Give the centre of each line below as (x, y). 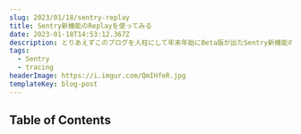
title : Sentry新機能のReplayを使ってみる (81, 26)
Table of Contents (60, 120)
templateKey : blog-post (54, 84)
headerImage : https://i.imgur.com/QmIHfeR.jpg (98, 76)
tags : (19, 51)
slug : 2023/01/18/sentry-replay (69, 17)
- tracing (35, 68)
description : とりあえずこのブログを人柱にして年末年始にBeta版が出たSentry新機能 (149, 42)
